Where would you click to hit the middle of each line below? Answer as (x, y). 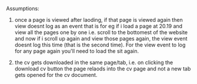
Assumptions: (23, 9)
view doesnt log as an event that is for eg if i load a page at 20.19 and (98, 26)
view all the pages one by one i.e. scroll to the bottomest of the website (101, 32)
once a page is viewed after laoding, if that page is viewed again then (99, 20)
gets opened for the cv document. (56, 75)
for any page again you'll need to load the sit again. (77, 51)
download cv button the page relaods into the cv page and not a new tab (103, 69)
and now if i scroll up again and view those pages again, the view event (101, 38)
